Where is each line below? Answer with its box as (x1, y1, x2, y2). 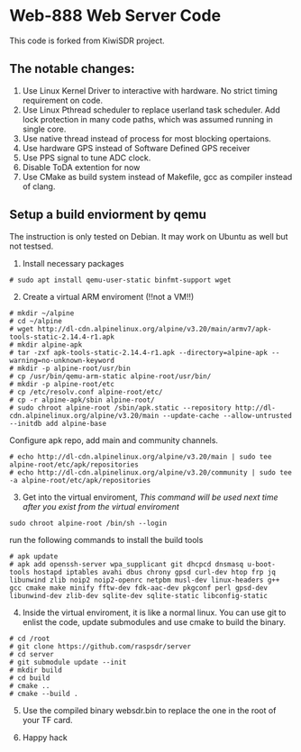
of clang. (22, 181, 56, 192)
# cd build (9, 673, 50, 683)
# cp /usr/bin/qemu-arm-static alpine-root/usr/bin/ (9, 371, 212, 381)
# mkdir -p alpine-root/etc (9, 379, 115, 388)
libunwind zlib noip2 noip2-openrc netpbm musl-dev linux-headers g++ (9, 575, 280, 584)
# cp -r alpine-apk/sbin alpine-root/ (9, 395, 155, 404)
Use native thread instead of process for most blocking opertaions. (22, 132, 272, 144)
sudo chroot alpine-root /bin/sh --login (9, 519, 168, 528)
